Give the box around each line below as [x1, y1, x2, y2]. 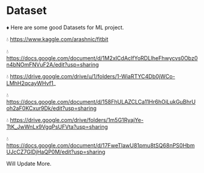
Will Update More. [6, 160, 52, 167]
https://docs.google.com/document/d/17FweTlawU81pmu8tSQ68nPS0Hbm [6, 141, 195, 149]
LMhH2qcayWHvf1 [6, 80, 54, 87]
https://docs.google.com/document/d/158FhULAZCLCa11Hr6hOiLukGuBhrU [6, 98, 196, 105]
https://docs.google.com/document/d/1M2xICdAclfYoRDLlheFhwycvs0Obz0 [6, 54, 198, 61]
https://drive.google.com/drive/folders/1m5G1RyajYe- [10, 116, 144, 123]
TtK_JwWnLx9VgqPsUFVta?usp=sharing [6, 123, 108, 131]
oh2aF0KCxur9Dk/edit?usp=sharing [6, 104, 97, 112]
